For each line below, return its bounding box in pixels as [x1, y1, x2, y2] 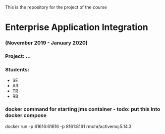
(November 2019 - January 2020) [5, 39, 88, 46]
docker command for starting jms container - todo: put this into [5, 106, 161, 113]
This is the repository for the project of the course [5, 4, 108, 10]
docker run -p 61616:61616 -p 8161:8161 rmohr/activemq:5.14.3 [5, 123, 132, 129]
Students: [5, 66, 30, 73]
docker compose [5, 112, 47, 119]
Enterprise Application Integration [5, 22, 149, 33]
